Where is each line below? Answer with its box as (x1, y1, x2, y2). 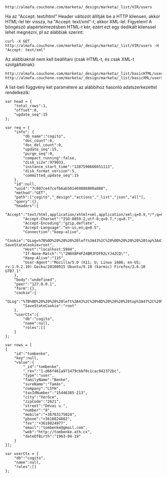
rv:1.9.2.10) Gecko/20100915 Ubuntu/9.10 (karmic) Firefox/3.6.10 (5, 264, 146, 269)
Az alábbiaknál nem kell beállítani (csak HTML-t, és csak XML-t (5, 56, 134, 62)
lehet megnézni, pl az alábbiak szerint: (5, 29, 84, 35)
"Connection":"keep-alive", (23, 230, 81, 235)
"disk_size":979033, (23, 160, 66, 165)
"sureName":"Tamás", (23, 382, 66, 387)
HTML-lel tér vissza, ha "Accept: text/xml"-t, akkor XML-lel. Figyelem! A (5, 19, 152, 24)
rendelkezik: (5, 89, 30, 95)
